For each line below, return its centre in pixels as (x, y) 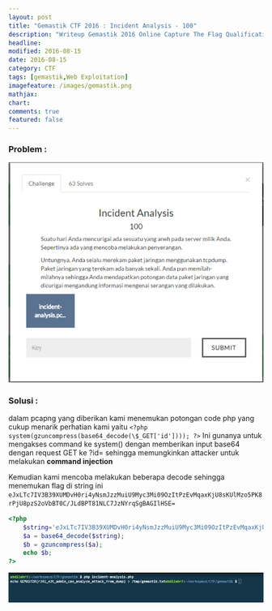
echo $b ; (38, 553)
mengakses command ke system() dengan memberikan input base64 (124, 444)
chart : (19, 103)
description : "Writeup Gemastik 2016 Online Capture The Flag (115, 34)
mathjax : (23, 94)
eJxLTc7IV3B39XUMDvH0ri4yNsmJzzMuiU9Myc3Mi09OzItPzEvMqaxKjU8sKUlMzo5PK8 (136, 495)
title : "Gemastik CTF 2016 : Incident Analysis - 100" (103, 26)
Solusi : (23, 400)
